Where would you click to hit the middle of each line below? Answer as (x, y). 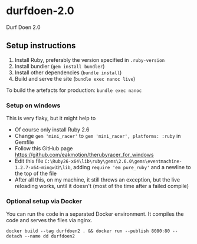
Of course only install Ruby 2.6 (52, 130)
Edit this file (29, 161)
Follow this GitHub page (44, 149)
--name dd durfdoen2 (50, 236)
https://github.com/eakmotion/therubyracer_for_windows (84, 155)
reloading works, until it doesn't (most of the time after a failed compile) (101, 186)
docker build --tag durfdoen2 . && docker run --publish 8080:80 (88, 231)
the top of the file (36, 174)
